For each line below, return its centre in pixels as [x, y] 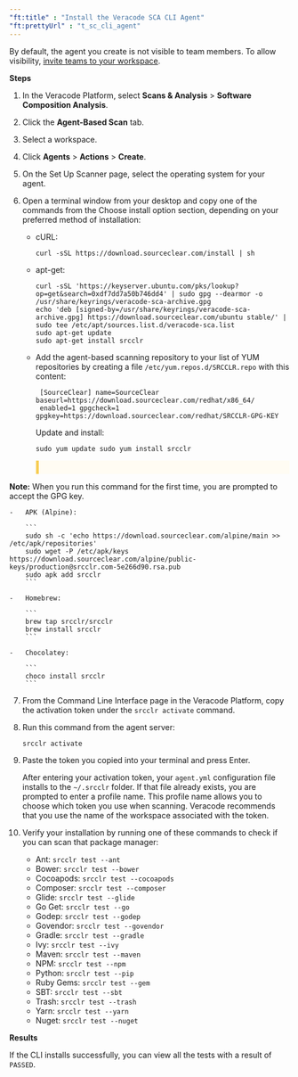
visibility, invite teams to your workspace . [85, 61]
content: [51, 376]
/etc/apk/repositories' [53, 543]
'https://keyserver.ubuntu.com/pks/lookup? [157, 286]
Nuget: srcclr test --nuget [87, 1020]
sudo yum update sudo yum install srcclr [113, 448]
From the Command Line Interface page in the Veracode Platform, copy [153, 700]
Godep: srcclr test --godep [88, 916]
